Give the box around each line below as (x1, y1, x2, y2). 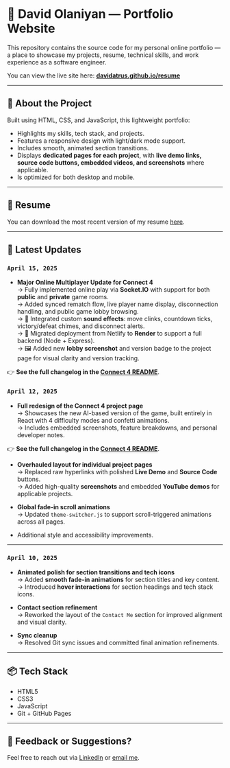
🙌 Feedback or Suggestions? (7, 736, 132, 747)
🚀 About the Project (7, 97, 92, 109)
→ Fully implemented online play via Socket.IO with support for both (16, 286, 210, 294)
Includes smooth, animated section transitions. (16, 143, 149, 152)
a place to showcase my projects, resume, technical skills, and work (7, 51, 199, 59)
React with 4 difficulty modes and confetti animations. (16, 416, 170, 424)
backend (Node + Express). (16, 336, 95, 345)
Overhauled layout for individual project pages (16, 460, 153, 469)
